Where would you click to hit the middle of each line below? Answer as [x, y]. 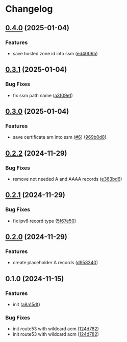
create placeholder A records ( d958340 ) [55, 263]
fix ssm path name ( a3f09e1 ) [43, 95]
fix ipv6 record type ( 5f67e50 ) [44, 221]
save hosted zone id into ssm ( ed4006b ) [55, 53]
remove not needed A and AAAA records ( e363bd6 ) [67, 179]
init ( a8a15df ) [27, 304]
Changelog [29, 9]
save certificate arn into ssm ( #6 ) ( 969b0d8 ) [59, 137]
